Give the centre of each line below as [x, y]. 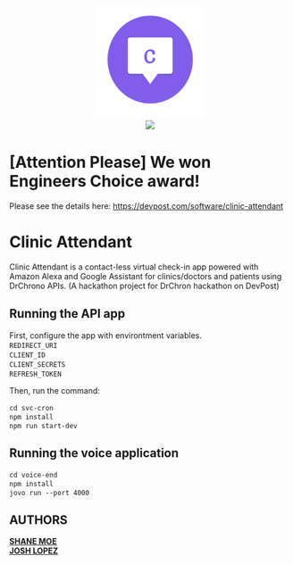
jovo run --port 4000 [50, 493]
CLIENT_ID [28, 355]
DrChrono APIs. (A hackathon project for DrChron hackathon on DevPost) [144, 286]
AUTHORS [39, 520]
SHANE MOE [33, 542]
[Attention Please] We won [110, 162]
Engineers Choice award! [105, 182]
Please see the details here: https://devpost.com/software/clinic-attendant [146, 206]
